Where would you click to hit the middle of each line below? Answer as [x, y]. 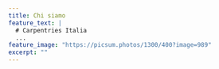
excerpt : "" [28, 52]
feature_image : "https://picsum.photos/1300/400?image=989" [110, 45]
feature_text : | [35, 23]
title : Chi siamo [37, 15]
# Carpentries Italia [51, 30]
